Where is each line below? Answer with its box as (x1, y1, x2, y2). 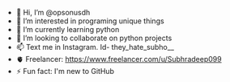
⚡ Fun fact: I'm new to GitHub (15, 67, 115, 76)
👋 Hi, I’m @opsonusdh (15, 8, 91, 17)
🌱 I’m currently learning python (15, 25, 120, 34)
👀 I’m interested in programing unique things (15, 16, 164, 26)
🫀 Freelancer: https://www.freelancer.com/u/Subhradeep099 (15, 55, 222, 64)
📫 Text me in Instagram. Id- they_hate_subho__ (15, 43, 174, 51)
